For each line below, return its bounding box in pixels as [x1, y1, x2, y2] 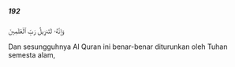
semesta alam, [8, 50, 56, 59]
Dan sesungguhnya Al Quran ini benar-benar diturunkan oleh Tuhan [8, 42, 228, 51]
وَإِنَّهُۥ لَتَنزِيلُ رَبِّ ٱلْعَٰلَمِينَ [8, 26, 65, 35]
